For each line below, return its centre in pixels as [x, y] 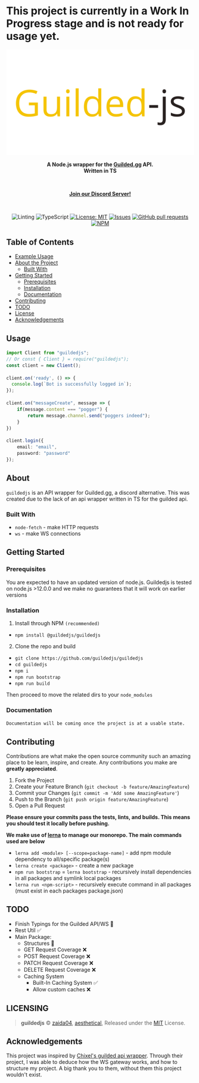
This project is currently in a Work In [98, 11]
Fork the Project [35, 781]
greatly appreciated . [32, 769]
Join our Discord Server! [100, 194]
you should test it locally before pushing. [58, 823]
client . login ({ [25, 441]
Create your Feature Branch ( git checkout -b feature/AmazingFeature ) [102, 786]
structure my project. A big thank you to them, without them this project [94, 1068]
